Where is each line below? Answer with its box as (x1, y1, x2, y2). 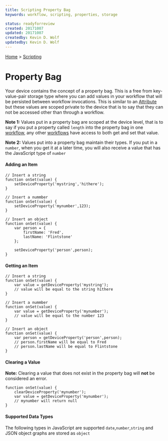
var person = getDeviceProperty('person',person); (14, 335, 122, 340)
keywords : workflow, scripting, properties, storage (5, 12, 118, 17)
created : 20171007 (5, 26, 44, 31)
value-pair (5, 93, 27, 99)
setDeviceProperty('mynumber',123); (14, 204, 91, 209)
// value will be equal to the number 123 (14, 313, 104, 318)
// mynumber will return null (14, 398, 78, 404)
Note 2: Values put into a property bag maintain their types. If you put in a (5, 139, 158, 145)
